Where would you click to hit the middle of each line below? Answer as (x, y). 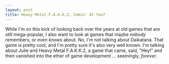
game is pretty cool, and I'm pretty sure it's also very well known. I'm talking (85, 45)
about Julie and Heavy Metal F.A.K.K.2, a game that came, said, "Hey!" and (84, 50)
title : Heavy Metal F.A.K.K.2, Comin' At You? (55, 15)
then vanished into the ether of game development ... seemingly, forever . (81, 55)
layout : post (19, 10)
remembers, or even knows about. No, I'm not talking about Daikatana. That (84, 40)
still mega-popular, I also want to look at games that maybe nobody (76, 34)
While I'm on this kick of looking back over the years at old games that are (83, 29)
